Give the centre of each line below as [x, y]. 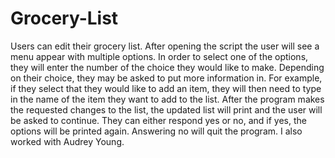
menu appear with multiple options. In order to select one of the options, [159, 56]
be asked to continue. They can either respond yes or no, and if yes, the [159, 120]
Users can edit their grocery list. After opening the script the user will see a [165, 46]
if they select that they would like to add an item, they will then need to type [166, 88]
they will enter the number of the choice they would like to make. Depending [167, 67]
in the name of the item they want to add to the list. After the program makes [167, 99]
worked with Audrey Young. [67, 141]
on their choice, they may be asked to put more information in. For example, [166, 78]
